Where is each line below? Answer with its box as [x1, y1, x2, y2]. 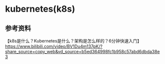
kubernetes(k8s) [5, 3, 75, 15]
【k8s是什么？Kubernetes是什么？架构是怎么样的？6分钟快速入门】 [5, 38, 142, 43]
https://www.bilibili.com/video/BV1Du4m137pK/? [5, 43, 103, 49]
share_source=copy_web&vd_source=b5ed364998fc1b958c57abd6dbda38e [5, 49, 160, 54]
